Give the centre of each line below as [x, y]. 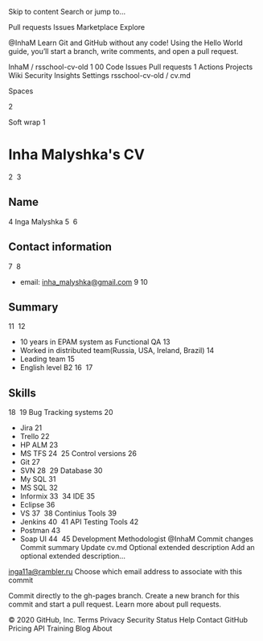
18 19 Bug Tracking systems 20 [61, 413]
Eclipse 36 [37, 505]
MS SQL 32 [39, 488]
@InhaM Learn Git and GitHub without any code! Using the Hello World [125, 43]
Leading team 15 [47, 359]
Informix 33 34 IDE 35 [57, 496]
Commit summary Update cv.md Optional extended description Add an [137, 548]
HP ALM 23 [39, 445]
